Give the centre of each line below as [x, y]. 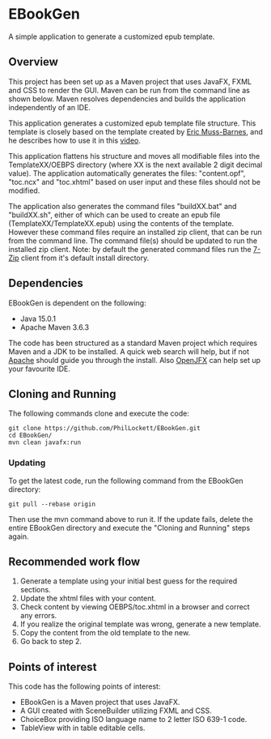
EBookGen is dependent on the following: [78, 303]
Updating [27, 463]
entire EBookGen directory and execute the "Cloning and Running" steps [129, 528]
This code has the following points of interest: [85, 686]
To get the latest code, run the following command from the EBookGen [126, 481]
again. [19, 536]
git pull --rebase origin [52, 504]
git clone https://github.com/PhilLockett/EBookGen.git [104, 429]
